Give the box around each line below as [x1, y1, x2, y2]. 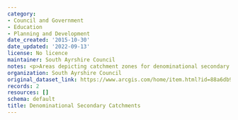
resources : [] [7, 89, 50, 96]
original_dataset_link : [7, 76, 78, 83]
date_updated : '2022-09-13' [7, 43, 91, 50]
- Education [7, 23, 42, 30]
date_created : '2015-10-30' [7, 37, 91, 44]
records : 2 [7, 83, 40, 90]
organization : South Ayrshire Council [7, 69, 122, 76]
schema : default [7, 96, 55, 103]
